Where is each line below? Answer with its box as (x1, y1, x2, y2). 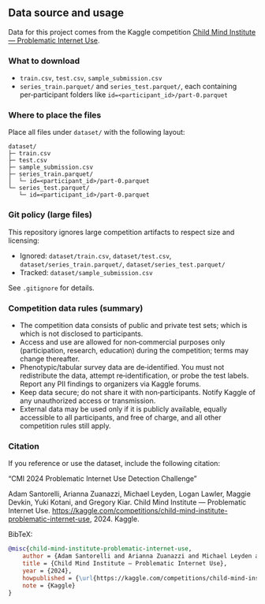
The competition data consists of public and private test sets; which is (19, 321, 248, 330)
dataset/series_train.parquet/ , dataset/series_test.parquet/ (19, 259, 226, 269)
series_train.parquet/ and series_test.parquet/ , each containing (19, 82, 237, 91)
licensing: (8, 236, 39, 245)
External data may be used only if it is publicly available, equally (19, 405, 227, 413)
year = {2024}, (22, 567, 73, 575)
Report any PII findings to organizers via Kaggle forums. (19, 379, 201, 389)
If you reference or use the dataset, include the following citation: (8, 459, 221, 468)
